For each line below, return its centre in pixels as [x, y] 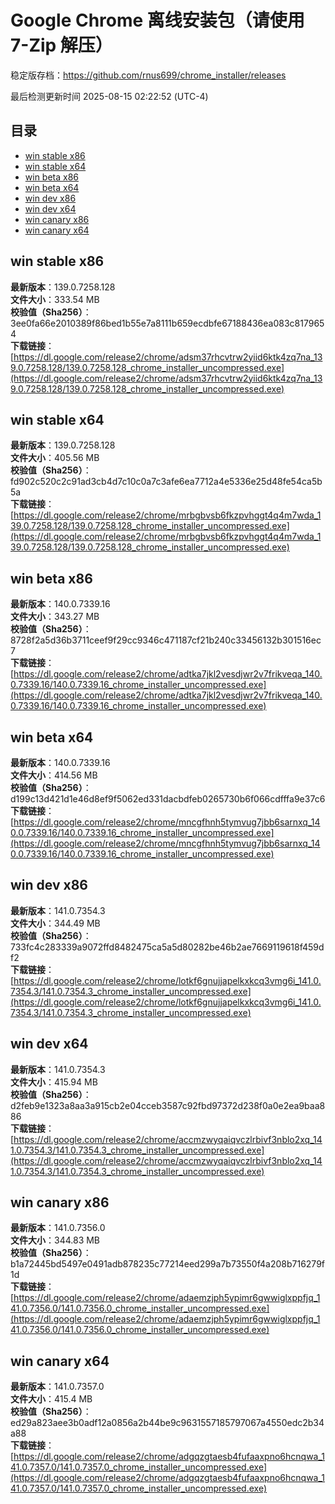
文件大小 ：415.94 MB [54, 1082]
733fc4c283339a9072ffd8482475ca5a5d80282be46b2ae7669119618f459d [167, 947]
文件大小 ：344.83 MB [55, 1240]
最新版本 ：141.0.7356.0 [58, 1228]
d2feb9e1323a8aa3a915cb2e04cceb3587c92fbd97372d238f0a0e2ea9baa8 [168, 1105]
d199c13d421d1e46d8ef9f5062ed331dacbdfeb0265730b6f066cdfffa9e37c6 [168, 799]
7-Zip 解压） [61, 45]
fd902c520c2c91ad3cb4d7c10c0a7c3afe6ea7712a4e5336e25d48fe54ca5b [166, 482]
